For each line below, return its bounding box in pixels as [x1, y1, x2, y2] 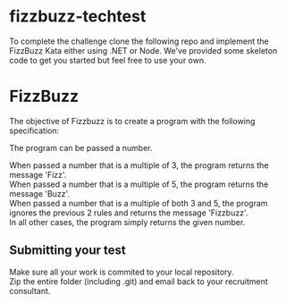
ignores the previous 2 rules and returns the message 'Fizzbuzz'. [9, 207, 248, 218]
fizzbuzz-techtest [9, 6, 147, 27]
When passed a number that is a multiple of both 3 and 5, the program [9, 198, 268, 208]
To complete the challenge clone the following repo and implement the [9, 36, 270, 46]
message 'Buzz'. [9, 188, 70, 198]
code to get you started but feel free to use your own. [9, 55, 207, 65]
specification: [9, 125, 60, 136]
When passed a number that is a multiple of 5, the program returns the [9, 179, 269, 189]
